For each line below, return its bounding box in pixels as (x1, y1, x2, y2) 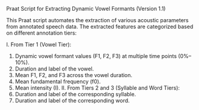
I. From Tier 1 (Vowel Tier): (6, 41, 72, 48)
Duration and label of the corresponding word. (14, 97, 130, 104)
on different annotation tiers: (6, 29, 77, 36)
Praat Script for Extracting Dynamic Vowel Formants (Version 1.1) (6, 5, 166, 12)
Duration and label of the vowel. (14, 65, 94, 72)
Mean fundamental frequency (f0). (14, 78, 101, 85)
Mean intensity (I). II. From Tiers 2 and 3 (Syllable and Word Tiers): (14, 84, 180, 91)
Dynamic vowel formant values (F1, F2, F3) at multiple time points (14, 53, 177, 59)
